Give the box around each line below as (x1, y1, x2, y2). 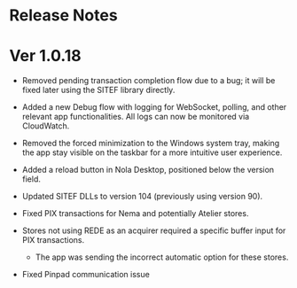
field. (21, 174, 42, 184)
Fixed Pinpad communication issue (21, 269, 151, 280)
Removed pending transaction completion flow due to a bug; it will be (21, 75, 276, 86)
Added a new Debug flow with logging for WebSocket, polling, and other (21, 102, 287, 113)
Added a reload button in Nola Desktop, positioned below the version (21, 165, 275, 175)
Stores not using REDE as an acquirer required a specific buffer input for (21, 225, 286, 236)
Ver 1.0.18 (9, 46, 82, 66)
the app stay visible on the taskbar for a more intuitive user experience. (21, 147, 283, 158)
